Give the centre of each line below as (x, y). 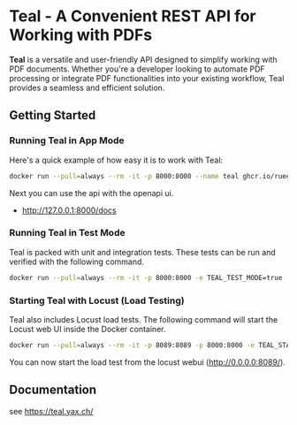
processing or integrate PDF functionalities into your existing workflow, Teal (147, 78)
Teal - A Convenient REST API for (133, 16)
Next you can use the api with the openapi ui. (91, 193)
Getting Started (53, 115)
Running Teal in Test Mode (67, 233)
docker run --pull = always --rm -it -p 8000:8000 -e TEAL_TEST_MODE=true (146, 277)
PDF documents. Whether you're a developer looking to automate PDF (137, 69)
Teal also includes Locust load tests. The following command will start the (144, 319)
